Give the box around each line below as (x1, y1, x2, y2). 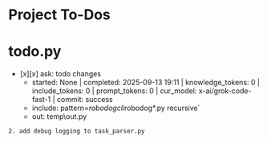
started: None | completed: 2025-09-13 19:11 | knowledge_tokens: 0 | (31, 78, 261, 88)
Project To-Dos (8, 6, 111, 24)
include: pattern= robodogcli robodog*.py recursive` (31, 103, 200, 113)
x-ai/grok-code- (198, 86, 252, 96)
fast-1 (31, 95, 51, 104)
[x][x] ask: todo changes (19, 69, 102, 79)
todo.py (8, 43, 62, 61)
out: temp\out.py (31, 112, 87, 121)
